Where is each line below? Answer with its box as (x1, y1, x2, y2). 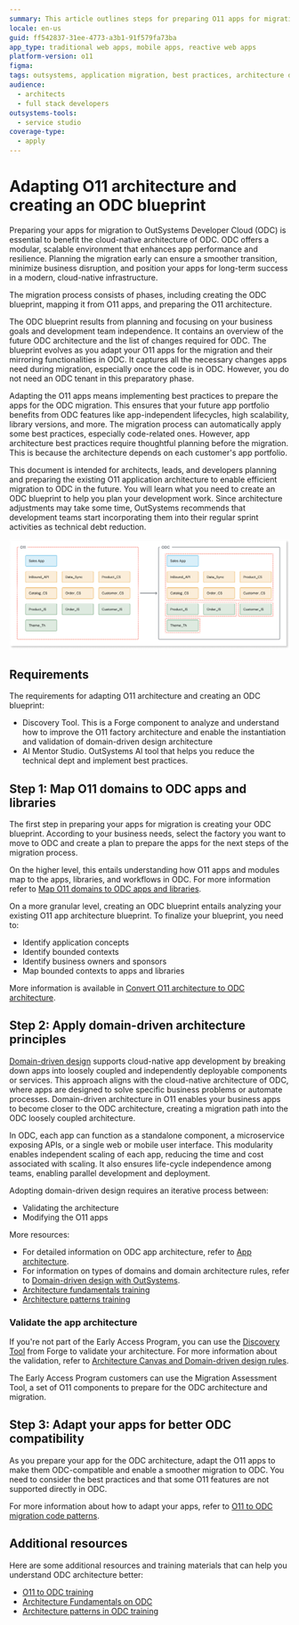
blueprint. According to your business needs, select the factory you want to (9, 828, 287, 839)
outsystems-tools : (9, 108, 77, 118)
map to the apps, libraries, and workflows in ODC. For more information (9, 874, 271, 884)
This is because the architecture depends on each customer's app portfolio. (9, 447, 287, 458)
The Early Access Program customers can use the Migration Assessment (9, 1372, 278, 1383)
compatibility (9, 1431, 85, 1447)
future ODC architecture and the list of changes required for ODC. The (9, 335, 267, 345)
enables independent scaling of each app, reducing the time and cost (9, 1148, 264, 1159)
